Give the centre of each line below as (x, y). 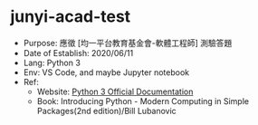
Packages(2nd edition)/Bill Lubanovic (107, 111)
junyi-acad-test (71, 17)
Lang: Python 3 (52, 62)
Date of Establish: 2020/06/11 (78, 53)
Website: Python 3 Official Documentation (115, 91)
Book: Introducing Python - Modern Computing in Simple (143, 101)
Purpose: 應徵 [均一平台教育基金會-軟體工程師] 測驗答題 (128, 43)
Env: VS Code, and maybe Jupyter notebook (106, 72)
